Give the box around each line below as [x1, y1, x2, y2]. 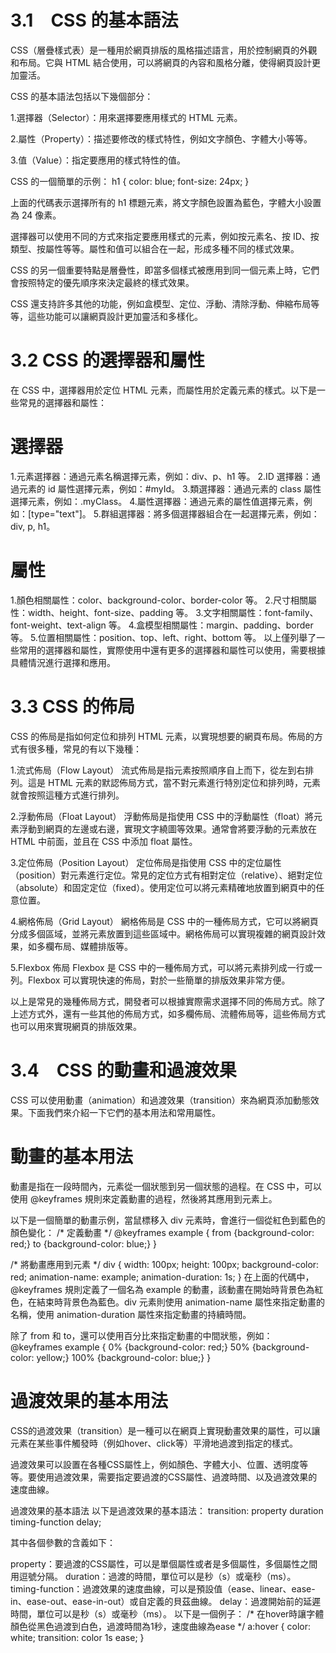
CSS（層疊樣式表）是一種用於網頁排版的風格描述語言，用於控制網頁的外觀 [10, 44, 318, 56]
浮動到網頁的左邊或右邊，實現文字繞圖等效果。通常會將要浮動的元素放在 [18, 822, 317, 835]
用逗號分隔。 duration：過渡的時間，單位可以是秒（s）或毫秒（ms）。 [10, 1570, 297, 1582]
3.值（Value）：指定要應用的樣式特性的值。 [10, 154, 187, 166]
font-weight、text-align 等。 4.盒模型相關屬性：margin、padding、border [10, 619, 314, 631]
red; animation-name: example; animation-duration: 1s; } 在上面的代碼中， [10, 1271, 315, 1283]
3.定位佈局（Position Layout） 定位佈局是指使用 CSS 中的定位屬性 [10, 856, 282, 868]
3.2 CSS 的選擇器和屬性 [10, 349, 206, 372]
